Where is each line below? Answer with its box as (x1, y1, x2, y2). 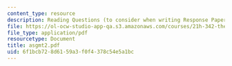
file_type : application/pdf (7, 29, 88, 36)
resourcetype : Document (7, 36, 76, 43)
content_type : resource (7, 10, 76, 17)
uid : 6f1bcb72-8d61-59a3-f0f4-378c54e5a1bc (7, 49, 135, 56)
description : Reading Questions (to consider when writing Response (7, 16, 209, 23)
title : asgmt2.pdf (7, 42, 60, 49)
